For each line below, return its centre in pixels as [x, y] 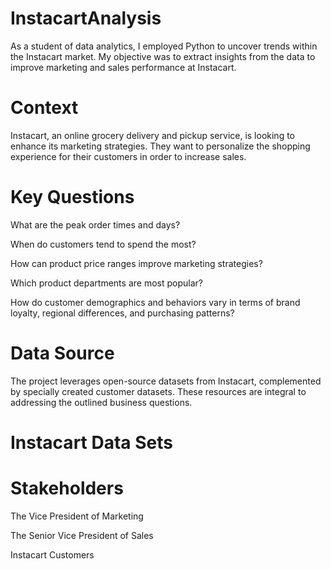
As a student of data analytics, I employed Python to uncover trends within [164, 46]
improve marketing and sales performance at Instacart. [123, 67]
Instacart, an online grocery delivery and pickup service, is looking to [153, 135]
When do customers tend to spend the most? [103, 244]
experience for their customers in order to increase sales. [128, 156]
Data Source [62, 353]
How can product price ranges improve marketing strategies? [136, 263]
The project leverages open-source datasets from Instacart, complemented [166, 381]
